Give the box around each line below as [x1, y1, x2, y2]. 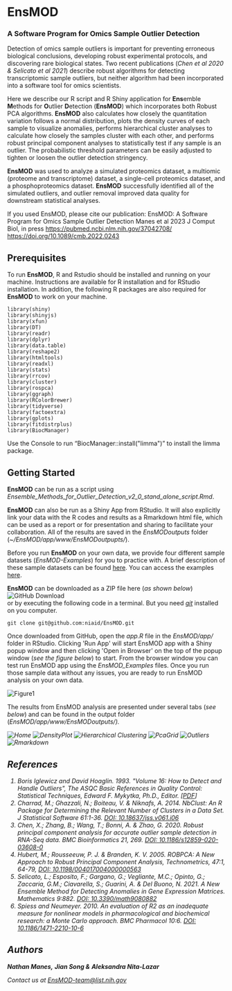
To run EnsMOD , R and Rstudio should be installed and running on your [7, 271, 211, 279]
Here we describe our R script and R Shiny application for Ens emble [7, 95, 202, 103]
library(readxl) [7, 361, 54, 368]
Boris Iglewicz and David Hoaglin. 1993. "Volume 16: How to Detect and [17, 776, 222, 785]
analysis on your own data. [7, 676, 84, 684]
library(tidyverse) [7, 403, 64, 410]
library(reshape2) [7, 348, 60, 355]
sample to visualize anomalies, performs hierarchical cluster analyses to [7, 124, 213, 132]
